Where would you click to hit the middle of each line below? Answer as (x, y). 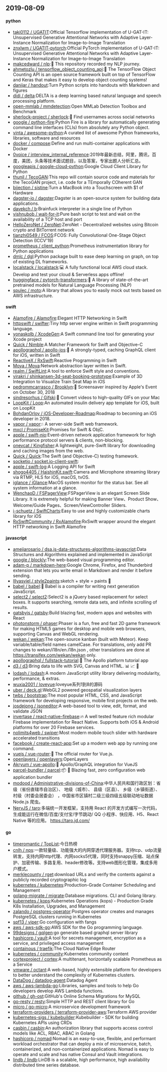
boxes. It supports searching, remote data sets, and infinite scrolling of (85, 602)
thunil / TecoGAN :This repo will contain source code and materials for (84, 177)
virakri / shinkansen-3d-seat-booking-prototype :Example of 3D (78, 376)
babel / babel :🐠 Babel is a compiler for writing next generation (76, 586)
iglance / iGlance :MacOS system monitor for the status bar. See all (81, 482)
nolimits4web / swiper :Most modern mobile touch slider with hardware (85, 733)
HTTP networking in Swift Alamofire (49, 527)
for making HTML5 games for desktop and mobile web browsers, (79, 628)
